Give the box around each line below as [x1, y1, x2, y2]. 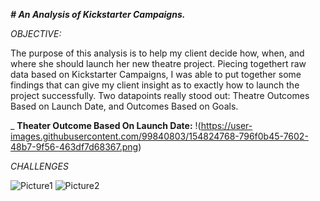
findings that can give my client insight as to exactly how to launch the [10, 79, 300, 91]
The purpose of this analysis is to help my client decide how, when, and [10, 47, 305, 59]
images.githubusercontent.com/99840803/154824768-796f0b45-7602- [10, 130, 309, 142]
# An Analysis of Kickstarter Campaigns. [10, 9, 186, 20]
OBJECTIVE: [10, 28, 62, 39]
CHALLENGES [10, 160, 69, 172]
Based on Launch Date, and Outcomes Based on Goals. [10, 100, 239, 112]
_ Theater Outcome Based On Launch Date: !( [10, 120, 202, 131]
